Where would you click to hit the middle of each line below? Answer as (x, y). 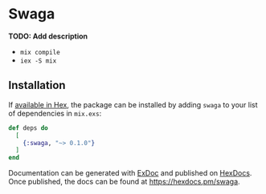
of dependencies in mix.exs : (55, 113)
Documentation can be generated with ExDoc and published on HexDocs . (130, 173)
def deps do (28, 128)
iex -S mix (38, 61)
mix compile (40, 52)
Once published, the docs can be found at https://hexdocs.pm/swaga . (124, 182)
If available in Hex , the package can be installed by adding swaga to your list (133, 104)
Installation (37, 85)
